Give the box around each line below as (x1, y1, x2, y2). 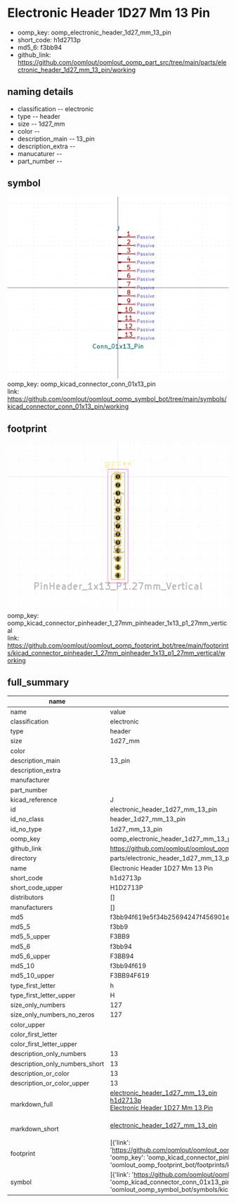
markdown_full (10, 1100, 53, 1108)
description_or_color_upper (10, 1079, 90, 1088)
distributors (10, 893, 44, 901)
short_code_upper (10, 884, 63, 892)
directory (10, 854, 37, 863)
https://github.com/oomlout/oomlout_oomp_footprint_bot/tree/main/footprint (7, 641, 229, 650)
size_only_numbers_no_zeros (10, 1010, 95, 1019)
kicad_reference (10, 795, 58, 804)
